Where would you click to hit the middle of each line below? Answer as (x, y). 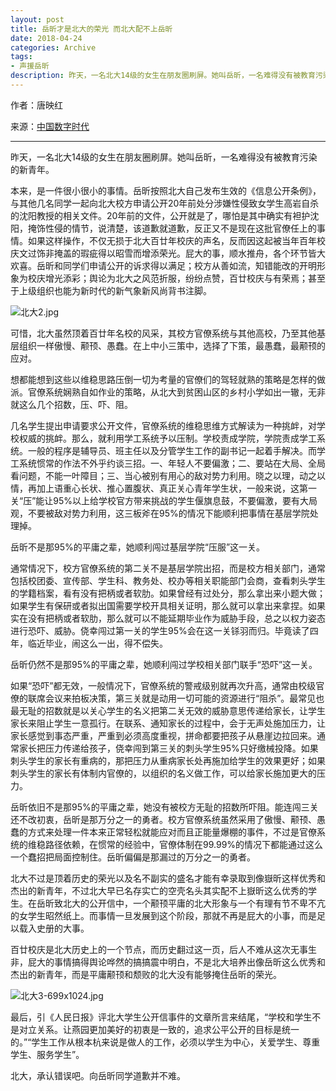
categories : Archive (53, 47)
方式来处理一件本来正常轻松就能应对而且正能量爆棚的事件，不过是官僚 (172, 832)
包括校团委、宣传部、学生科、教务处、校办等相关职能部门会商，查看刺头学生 (168, 580)
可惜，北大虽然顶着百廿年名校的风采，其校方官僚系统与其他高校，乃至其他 (163, 333)
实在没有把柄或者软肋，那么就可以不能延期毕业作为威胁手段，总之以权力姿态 (168, 618)
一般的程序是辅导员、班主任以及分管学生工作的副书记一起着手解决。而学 (176, 450)
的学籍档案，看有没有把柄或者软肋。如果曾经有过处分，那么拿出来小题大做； (168, 593)
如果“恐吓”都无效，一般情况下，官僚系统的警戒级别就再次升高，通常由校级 (163, 685)
